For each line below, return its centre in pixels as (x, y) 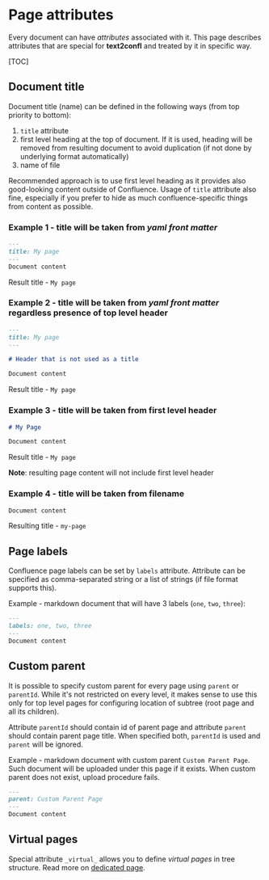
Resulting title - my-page (47, 526)
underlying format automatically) (74, 156)
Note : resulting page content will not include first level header (111, 473)
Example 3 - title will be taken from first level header (113, 411)
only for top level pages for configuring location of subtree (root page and (131, 703)
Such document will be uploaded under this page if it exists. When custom (132, 768)
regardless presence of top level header (88, 313)
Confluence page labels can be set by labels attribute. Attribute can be (127, 571)
